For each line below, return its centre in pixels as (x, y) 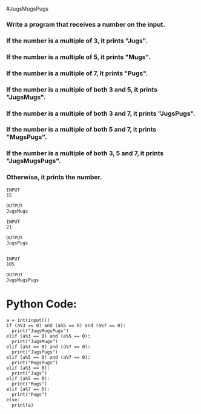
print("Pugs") (29, 394)
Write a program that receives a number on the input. (86, 24)
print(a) (23, 405)
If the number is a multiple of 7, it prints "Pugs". (77, 73)
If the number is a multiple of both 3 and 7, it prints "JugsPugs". (101, 113)
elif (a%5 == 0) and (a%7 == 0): (48, 357)
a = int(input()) (28, 320)
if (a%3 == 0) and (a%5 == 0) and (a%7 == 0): (66, 326)
